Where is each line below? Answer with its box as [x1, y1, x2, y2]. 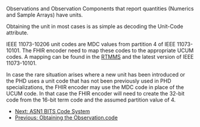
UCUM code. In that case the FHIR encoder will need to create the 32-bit [6, 90, 185, 97]
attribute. [6, 29, 29, 36]
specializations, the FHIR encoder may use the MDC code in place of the [6, 84, 185, 91]
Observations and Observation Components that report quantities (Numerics [6, 5, 194, 12]
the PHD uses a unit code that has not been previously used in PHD [6, 77, 171, 84]
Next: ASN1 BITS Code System [14, 108, 90, 115]
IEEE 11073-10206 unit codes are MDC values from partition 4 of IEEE [6, 41, 176, 47]
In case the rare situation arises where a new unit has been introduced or [6, 71, 186, 78]
